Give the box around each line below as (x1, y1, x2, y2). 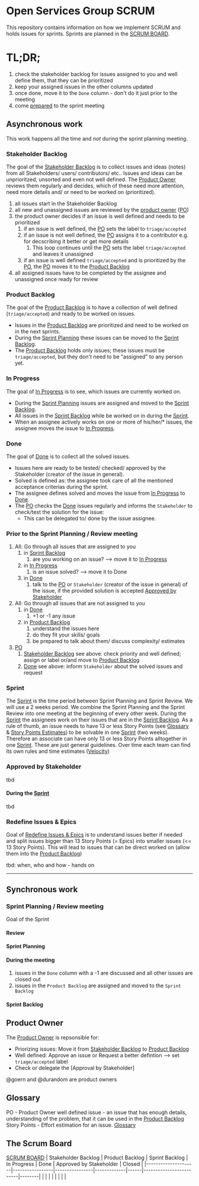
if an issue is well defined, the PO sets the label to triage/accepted (23, 225, 187, 232)
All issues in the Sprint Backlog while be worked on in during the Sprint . (14, 412, 190, 419)
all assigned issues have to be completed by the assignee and (14, 269, 166, 276)
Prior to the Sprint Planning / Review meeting (6, 529, 138, 538)
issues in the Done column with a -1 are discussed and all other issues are (14, 969, 193, 977)
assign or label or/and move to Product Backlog (23, 657, 140, 664)
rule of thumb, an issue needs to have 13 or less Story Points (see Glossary (6, 723, 189, 730)
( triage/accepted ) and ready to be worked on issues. (6, 310, 136, 317)
